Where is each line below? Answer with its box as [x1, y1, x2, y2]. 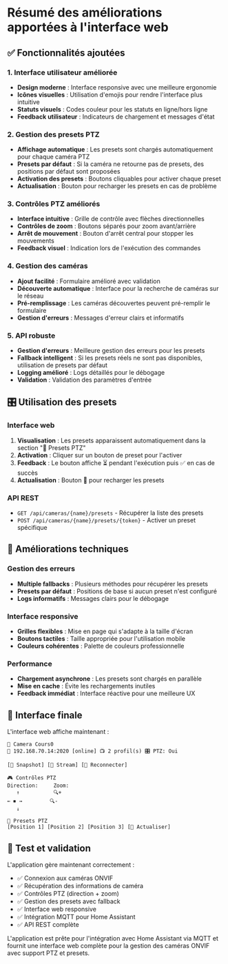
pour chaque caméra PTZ [17, 153, 90, 161]
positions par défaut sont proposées [17, 167, 121, 176]
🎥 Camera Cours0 [7, 741, 54, 748]
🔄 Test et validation [7, 842, 91, 854]
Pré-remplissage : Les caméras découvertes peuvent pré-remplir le [17, 298, 211, 307]
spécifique [17, 524, 48, 532]
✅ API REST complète [17, 920, 79, 928]
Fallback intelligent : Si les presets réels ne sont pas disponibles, [17, 353, 203, 362]
